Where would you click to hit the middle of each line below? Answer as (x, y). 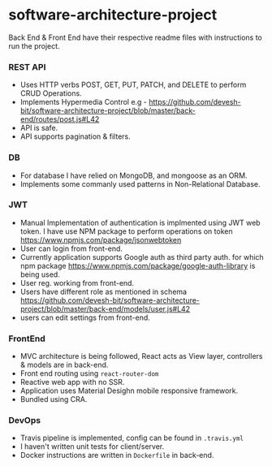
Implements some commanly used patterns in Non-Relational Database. (140, 183)
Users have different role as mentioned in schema (104, 291)
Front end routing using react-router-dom (89, 373)
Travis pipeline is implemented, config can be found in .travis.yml (132, 438)
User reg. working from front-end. (77, 283)
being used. (40, 274)
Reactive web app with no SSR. (72, 382)
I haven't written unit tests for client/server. (92, 447)
